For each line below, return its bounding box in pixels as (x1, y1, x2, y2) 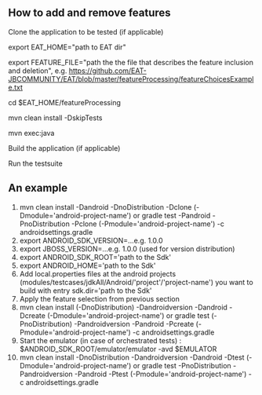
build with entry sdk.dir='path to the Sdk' (19, 286, 152, 295)
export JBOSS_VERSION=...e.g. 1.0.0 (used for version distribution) (19, 243, 235, 254)
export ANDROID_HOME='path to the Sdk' (19, 261, 156, 270)
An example (8, 181, 68, 195)
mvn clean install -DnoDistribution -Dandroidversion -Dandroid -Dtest (19, 353, 245, 362)
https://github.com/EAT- (68, 66, 147, 75)
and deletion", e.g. (8, 66, 67, 75)
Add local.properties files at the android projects (19, 269, 176, 278)
